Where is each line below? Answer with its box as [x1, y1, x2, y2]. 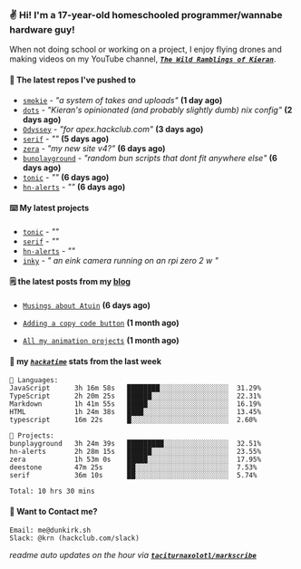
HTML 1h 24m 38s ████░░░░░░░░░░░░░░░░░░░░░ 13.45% [9, 408, 261, 417]
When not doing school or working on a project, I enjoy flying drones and [9, 44, 283, 55]
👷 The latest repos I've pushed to [9, 74, 136, 85]
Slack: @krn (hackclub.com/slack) [9, 534, 141, 543]
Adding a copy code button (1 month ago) [22, 317, 180, 328]
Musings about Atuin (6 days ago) [22, 299, 151, 311]
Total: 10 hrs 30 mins [9, 487, 95, 497]
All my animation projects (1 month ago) [22, 334, 180, 345]
